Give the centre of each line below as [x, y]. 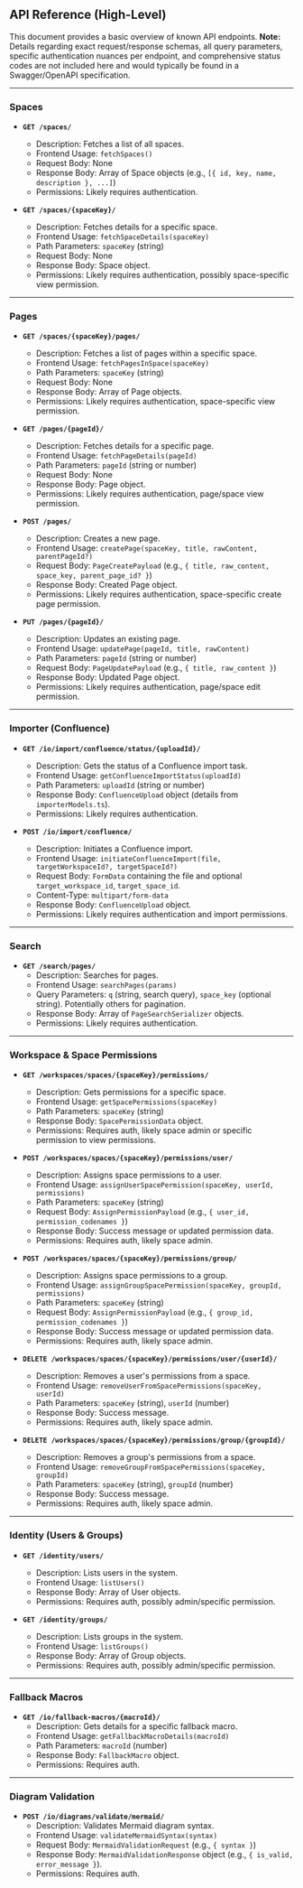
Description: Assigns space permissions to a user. [129, 1175]
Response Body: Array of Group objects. [111, 1655]
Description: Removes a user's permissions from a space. [143, 1376]
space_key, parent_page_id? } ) [94, 575]
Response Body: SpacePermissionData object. [119, 1121]
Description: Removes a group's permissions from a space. [146, 1457]
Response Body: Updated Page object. [108, 677]
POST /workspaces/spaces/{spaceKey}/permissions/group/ [129, 1259]
